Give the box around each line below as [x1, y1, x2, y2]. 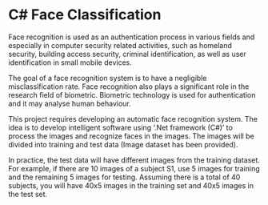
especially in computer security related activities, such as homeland [8, 40, 232, 50]
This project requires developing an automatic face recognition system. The [8, 114, 258, 123]
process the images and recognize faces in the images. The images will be [8, 131, 254, 141]
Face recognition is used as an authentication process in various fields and [8, 32, 255, 42]
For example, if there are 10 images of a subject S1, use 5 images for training [8, 163, 260, 173]
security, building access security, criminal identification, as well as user [8, 49, 246, 58]
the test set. [8, 189, 48, 199]
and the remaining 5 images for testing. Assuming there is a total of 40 [8, 172, 241, 182]
